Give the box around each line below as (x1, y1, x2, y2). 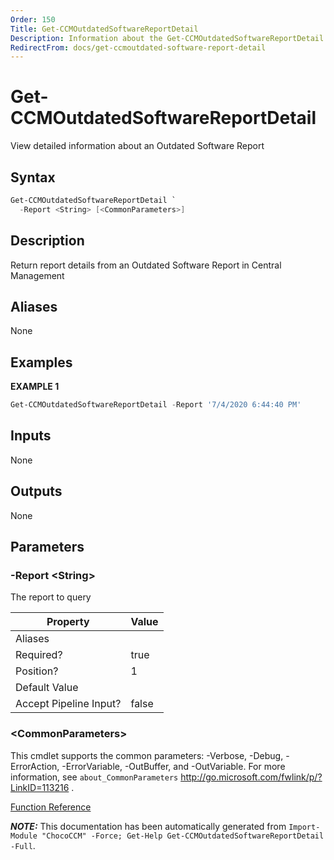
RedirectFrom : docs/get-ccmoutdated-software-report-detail (10, 42, 267, 53)
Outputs (10, 483, 63, 500)
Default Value (15, 681, 79, 695)
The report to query (10, 591, 92, 603)
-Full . (10, 839, 36, 851)
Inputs (10, 427, 52, 445)
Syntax (10, 169, 56, 186)
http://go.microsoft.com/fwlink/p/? (180, 771, 323, 783)
